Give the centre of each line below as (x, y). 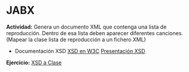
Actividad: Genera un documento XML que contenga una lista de (86, 27)
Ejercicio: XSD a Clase (34, 62)
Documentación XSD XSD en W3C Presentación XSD (80, 51)
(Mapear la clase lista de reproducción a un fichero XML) (76, 39)
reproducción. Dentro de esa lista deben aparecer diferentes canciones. (95, 33)
